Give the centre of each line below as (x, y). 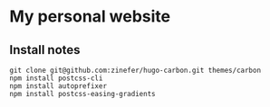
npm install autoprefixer (58, 86)
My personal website (90, 17)
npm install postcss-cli (56, 78)
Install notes (45, 50)
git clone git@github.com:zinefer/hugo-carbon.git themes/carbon (135, 70)
